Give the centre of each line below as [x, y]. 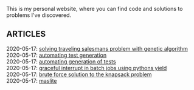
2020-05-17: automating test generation [57, 55]
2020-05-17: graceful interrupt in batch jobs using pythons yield [87, 68]
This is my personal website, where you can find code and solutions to [95, 9]
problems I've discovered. [39, 15]
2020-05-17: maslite [32, 80]
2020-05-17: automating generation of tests [61, 61]
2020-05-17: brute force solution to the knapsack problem [79, 74]
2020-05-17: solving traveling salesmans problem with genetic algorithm [97, 48]
